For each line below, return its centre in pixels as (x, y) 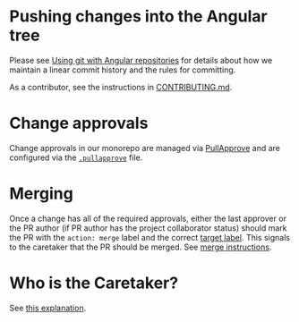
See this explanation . (48, 308)
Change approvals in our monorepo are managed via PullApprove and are (145, 148)
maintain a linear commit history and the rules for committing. (123, 70)
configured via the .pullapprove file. (76, 157)
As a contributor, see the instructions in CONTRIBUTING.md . (121, 87)
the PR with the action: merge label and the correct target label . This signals (150, 237)
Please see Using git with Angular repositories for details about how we (141, 60)
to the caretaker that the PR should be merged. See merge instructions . (141, 247)
